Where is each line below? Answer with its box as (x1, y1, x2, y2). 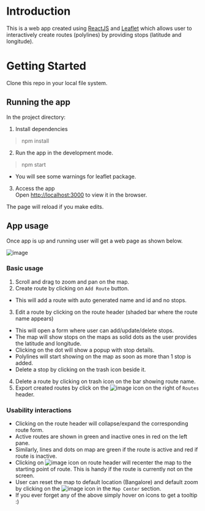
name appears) (15, 314, 54, 322)
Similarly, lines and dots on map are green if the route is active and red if (15, 446, 198, 453)
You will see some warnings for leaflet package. (15, 173, 136, 180)
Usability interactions (6, 406, 72, 414)
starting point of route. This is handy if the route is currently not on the (15, 466, 193, 473)
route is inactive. (15, 452, 58, 460)
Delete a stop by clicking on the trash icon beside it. (15, 366, 146, 373)
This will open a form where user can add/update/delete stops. (15, 327, 174, 334)
